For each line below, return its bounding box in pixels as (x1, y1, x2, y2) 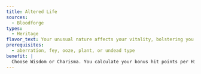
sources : (6, 14, 28, 20)
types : (6, 25, 23, 32)
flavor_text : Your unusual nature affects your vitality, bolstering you (6, 36, 194, 42)
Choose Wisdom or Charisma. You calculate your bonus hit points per (11, 58, 188, 64)
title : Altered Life (6, 8, 58, 15)
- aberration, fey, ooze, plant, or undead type (11, 48, 135, 54)
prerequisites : (6, 42, 44, 48)
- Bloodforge (11, 20, 44, 26)
